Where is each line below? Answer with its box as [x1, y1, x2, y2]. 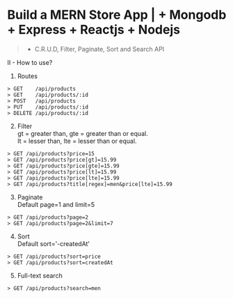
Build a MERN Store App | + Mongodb [7, 7, 227, 23]
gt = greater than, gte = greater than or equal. [17, 129, 148, 137]
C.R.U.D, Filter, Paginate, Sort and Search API [34, 45, 165, 53]
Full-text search [17, 271, 63, 279]
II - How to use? [7, 58, 53, 66]
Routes [17, 72, 38, 80]
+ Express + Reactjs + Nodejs [7, 22, 181, 38]
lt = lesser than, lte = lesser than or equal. [17, 137, 137, 145]
